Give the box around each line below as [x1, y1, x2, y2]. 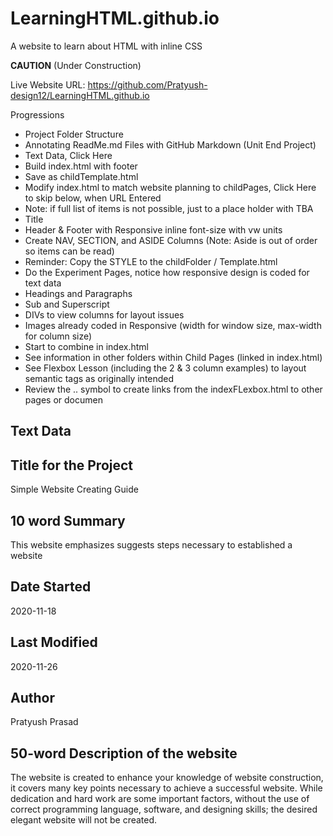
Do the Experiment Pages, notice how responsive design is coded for [24, 266, 310, 278]
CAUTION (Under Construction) [10, 59, 142, 71]
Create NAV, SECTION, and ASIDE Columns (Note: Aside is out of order [24, 234, 318, 246]
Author [10, 689, 55, 706]
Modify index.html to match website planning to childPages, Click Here [24, 181, 317, 193]
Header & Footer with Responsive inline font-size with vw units [24, 223, 283, 236]
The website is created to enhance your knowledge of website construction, [10, 772, 324, 784]
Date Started [10, 578, 92, 596]
